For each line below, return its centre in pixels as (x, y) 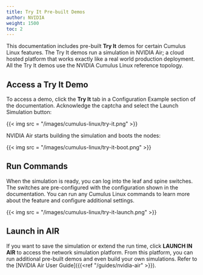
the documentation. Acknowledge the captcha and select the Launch (92, 106)
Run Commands (37, 167)
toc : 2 (15, 29)
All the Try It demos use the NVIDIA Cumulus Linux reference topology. (95, 66)
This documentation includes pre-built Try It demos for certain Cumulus (96, 46)
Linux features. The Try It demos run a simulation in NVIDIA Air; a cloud (95, 53)
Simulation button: (29, 112)
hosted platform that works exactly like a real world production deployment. (101, 59)
